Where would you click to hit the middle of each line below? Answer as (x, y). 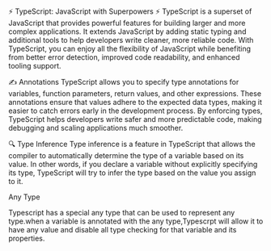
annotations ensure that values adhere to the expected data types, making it (135, 102)
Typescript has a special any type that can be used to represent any (122, 213)
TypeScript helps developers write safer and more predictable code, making (135, 119)
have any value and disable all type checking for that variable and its (123, 230)
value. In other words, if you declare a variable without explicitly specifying (133, 164)
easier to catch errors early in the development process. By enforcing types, (135, 111)
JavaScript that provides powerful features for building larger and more (127, 23)
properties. (27, 238)
